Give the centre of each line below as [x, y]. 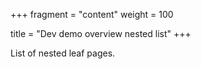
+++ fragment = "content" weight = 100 [92, 14]
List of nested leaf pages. [63, 53]
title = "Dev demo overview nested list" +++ [101, 33]
